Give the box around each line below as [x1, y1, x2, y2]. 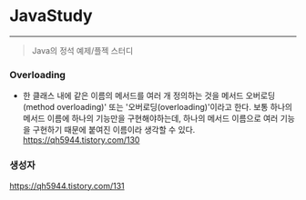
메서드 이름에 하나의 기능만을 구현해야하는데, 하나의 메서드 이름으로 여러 [22, 113, 279, 124]
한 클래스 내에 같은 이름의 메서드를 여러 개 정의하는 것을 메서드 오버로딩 [22, 90, 276, 101]
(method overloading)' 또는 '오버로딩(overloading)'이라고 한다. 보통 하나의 [22, 102, 293, 113]
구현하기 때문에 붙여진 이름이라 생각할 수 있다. [32, 125, 196, 135]
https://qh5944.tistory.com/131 [9, 180, 125, 191]
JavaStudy [9, 5, 93, 26]
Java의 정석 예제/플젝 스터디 [31, 45, 134, 55]
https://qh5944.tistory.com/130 [22, 135, 140, 145]
